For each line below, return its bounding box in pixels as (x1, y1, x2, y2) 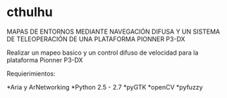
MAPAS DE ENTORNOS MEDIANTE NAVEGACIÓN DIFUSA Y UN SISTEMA (6, 27, 220, 36)
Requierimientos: (6, 69, 56, 78)
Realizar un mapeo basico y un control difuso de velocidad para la (6, 48, 199, 57)
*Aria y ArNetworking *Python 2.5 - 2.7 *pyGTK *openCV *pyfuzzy (6, 83, 203, 91)
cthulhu (6, 4, 54, 20)
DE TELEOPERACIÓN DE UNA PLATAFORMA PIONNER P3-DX (6, 34, 185, 43)
